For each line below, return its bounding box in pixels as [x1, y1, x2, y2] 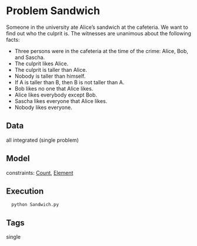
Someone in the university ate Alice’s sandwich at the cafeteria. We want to [6, 24, 188, 31]
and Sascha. [14, 54, 45, 61]
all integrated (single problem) [6, 137, 79, 144]
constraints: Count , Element [6, 169, 74, 176]
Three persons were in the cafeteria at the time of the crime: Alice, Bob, [14, 47, 189, 54]
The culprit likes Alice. [14, 60, 69, 67]
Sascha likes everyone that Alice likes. [14, 97, 108, 104]
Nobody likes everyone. [14, 104, 72, 111]
